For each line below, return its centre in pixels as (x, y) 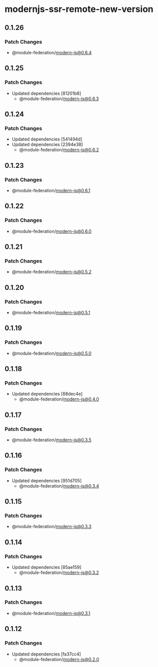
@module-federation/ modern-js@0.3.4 (59, 486)
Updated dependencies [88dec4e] (47, 394)
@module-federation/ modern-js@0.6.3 (59, 99)
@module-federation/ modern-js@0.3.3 (52, 527)
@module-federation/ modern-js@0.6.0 (52, 231)
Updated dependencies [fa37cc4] (46, 654)
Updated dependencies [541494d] (47, 139)
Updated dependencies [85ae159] (47, 567)
